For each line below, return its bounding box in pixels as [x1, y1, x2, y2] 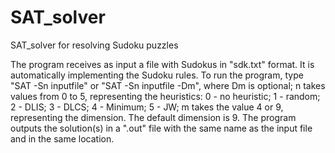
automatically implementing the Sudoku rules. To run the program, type [10, 69, 304, 81]
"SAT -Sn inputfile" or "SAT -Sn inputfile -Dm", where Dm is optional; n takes [10, 79, 326, 91]
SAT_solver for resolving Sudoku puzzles [10, 39, 179, 51]
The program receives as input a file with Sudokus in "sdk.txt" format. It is [10, 58, 315, 70]
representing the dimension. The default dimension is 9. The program [10, 111, 297, 123]
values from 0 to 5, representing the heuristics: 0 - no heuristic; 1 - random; [10, 90, 321, 102]
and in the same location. [10, 132, 115, 145]
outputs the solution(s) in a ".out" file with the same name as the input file [10, 122, 313, 134]
